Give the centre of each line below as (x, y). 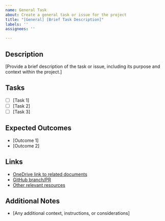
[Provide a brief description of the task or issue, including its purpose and (83, 66)
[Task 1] (21, 100)
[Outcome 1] (26, 140)
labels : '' (17, 24)
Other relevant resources (39, 185)
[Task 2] (21, 106)
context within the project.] (34, 71)
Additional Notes (33, 201)
